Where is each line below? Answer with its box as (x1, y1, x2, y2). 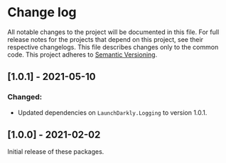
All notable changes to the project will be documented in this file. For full (7, 28, 220, 36)
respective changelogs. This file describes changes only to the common (7, 43, 219, 51)
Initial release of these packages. (7, 147, 104, 156)
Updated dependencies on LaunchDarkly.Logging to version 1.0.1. (17, 108, 208, 117)
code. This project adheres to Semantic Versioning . (7, 50, 158, 59)
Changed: (7, 92, 43, 102)
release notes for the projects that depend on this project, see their (7, 35, 204, 43)
